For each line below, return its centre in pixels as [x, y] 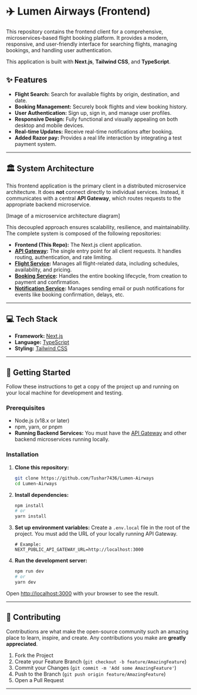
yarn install [30, 516]
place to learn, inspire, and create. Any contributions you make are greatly [96, 638]
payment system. [35, 144]
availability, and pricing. [43, 270]
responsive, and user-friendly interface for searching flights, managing [92, 44]
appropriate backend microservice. [48, 204]
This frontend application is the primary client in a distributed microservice [96, 186]
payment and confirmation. [47, 282]
